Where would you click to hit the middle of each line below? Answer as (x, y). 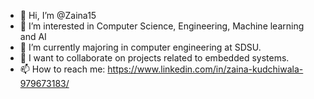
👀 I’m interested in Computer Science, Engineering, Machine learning (162, 26)
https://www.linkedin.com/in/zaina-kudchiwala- (205, 69)
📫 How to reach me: (62, 69)
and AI (33, 36)
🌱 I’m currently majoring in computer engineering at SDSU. (140, 47)
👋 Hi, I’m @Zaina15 (58, 15)
